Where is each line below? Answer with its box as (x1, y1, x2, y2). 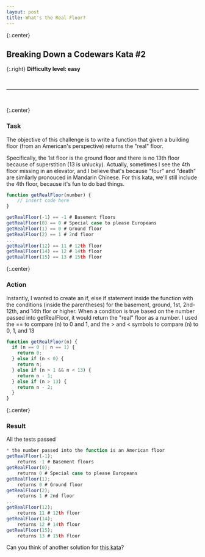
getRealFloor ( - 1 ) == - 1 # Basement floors (6, 215, 116, 221)
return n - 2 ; (17, 384, 53, 390)
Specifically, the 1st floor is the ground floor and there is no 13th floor (6, 154, 180, 161)
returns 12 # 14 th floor (17, 521, 81, 528)
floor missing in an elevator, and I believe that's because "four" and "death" (6, 167, 196, 174)
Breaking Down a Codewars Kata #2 (6, 49, 146, 59)
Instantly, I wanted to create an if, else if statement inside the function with (6, 294, 193, 301)
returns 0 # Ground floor (17, 481, 84, 488)
